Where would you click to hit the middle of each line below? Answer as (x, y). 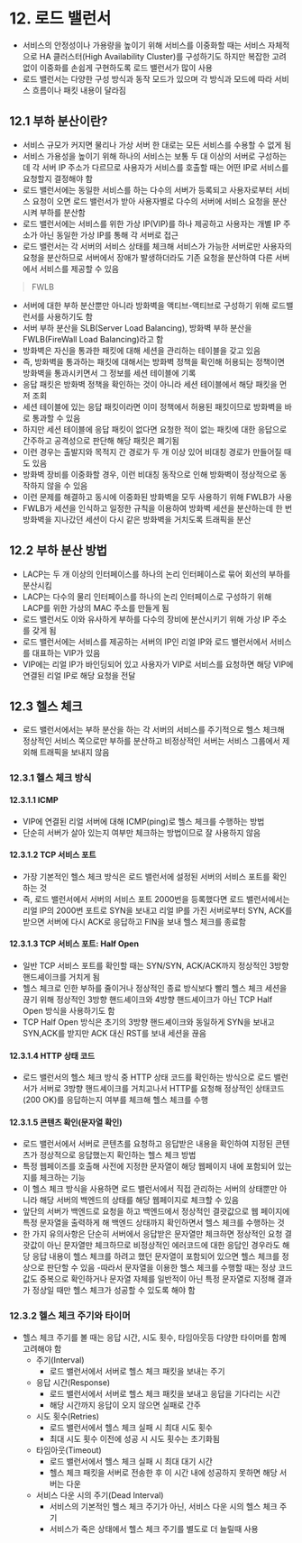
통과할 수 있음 (56, 418)
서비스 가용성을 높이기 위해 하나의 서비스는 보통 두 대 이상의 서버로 (139, 156)
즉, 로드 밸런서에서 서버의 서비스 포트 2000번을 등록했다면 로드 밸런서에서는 (156, 899)
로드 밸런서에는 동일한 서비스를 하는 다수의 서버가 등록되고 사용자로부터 (147, 189)
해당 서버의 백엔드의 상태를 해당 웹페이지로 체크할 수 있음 (139, 1201)
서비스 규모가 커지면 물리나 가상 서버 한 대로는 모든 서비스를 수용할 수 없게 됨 (157, 144)
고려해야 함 (42, 1348)
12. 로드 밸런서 (60, 18)
